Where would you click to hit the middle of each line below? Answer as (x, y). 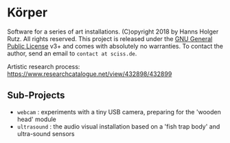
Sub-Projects (36, 95)
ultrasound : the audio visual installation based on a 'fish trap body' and (118, 126)
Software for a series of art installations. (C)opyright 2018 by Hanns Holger (113, 31)
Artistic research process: (44, 66)
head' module (37, 119)
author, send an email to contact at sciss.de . (72, 53)
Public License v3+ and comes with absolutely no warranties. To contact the (115, 46)
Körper (27, 13)
